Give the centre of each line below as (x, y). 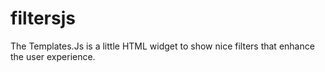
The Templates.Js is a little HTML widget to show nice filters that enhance (162, 46)
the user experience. (53, 56)
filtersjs (43, 18)
